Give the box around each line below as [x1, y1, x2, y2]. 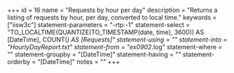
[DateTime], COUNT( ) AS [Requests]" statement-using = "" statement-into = [7, 35, 228, 44]
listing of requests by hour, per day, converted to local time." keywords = [7, 13, 217, 22]
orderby [7, 58, 30, 65]
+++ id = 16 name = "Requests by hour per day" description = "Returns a [7, 6, 218, 14]
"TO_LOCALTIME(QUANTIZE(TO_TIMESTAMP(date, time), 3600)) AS [7, 28, 205, 36]
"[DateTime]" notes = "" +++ [37, 58, 121, 65]
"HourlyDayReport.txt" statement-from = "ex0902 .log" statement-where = [7, 43, 223, 51]
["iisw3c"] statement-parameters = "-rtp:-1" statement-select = [7, 21, 191, 29]
